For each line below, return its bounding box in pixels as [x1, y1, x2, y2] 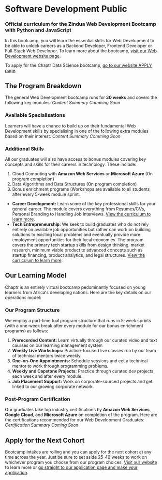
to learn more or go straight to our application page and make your [5, 465, 138, 470]
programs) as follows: [5, 328, 48, 334]
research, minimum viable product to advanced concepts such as [12, 247, 143, 253]
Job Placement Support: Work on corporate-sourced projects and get [12, 379, 153, 384]
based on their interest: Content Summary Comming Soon [5, 133, 121, 139]
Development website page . [5, 53, 61, 59]
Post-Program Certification [5, 396, 71, 403]
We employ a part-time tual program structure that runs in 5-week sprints [5, 318, 151, 323]
